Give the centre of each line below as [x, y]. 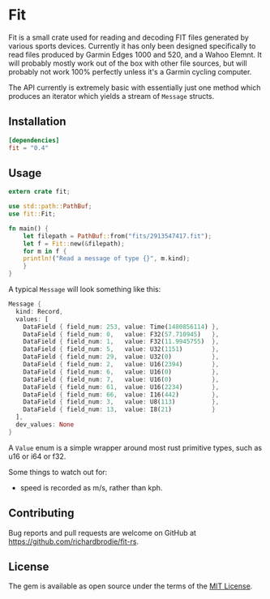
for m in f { [45, 251]
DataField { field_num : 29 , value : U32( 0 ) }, [121, 357]
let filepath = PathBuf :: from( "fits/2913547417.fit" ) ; [118, 236]
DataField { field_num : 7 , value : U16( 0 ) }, [121, 379]
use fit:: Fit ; [32, 214]
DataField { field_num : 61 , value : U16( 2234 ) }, [121, 387]
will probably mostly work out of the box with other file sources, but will [128, 63]
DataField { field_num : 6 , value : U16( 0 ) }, [121, 372]
